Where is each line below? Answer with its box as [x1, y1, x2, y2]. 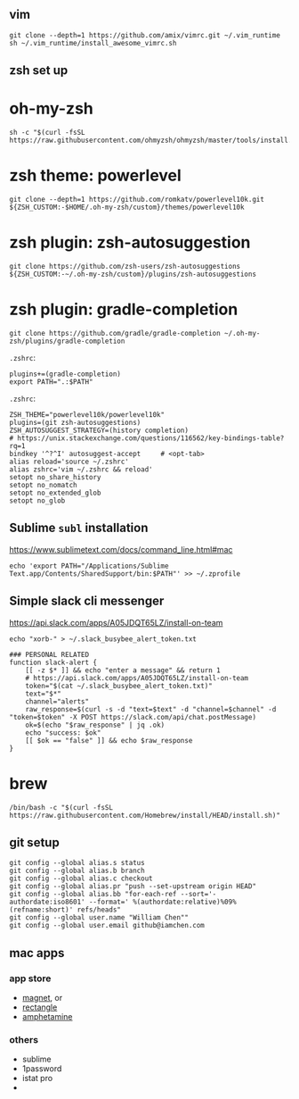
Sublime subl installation [9, 520, 149, 536]
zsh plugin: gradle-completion [9, 299, 238, 320]
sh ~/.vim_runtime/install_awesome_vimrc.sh [9, 38, 177, 47]
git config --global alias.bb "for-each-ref [9, 890, 177, 899]
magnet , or [21, 993, 63, 1003]
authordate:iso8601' [9, 897, 86, 907]
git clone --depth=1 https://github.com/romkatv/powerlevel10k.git [9, 196, 265, 204]
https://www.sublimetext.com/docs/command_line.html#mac [9, 544, 233, 554]
